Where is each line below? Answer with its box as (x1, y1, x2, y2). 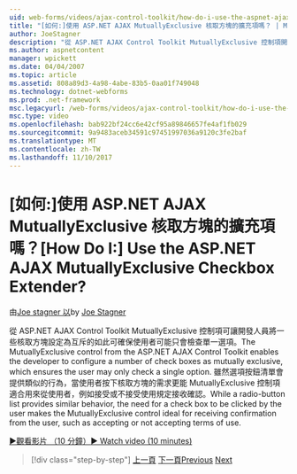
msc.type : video (9, 112, 69, 120)
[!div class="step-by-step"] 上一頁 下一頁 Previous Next (30, 455, 232, 465)
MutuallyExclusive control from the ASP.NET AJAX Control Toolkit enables (9, 346, 279, 357)
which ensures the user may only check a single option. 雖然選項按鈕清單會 (9, 367, 285, 377)
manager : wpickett (9, 54, 77, 63)
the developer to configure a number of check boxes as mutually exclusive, (9, 356, 284, 367)
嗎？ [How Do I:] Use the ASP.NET (9, 238, 256, 258)
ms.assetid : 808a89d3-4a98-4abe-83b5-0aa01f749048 (9, 79, 200, 88)
